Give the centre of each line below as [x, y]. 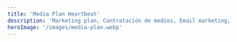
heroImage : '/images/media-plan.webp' [65, 27]
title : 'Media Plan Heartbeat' [54, 14]
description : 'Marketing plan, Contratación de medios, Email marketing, [119, 21]
